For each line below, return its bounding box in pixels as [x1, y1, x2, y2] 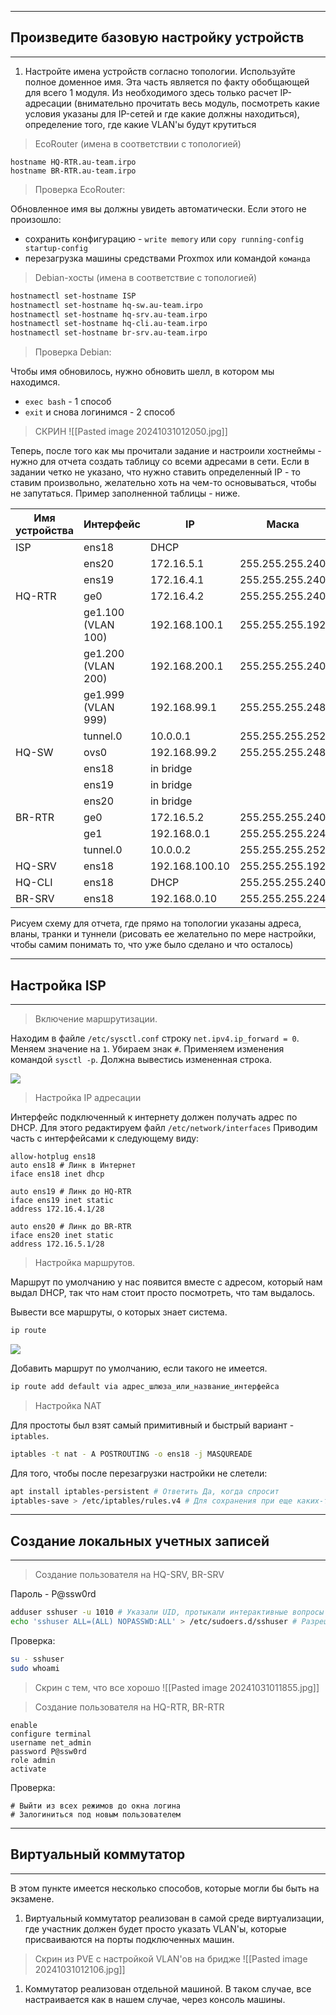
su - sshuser [10, 1654, 65, 1664]
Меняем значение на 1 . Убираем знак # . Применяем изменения [10, 1043, 285, 1055]
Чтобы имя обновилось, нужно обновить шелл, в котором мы [10, 366, 275, 378]
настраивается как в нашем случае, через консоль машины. [24, 1993, 286, 2005]
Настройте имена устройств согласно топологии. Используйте [24, 65, 296, 77]
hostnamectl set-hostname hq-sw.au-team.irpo [10, 300, 203, 310]
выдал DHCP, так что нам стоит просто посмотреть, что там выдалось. [10, 1287, 315, 1298]
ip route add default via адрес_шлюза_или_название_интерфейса [10, 1381, 280, 1391]
